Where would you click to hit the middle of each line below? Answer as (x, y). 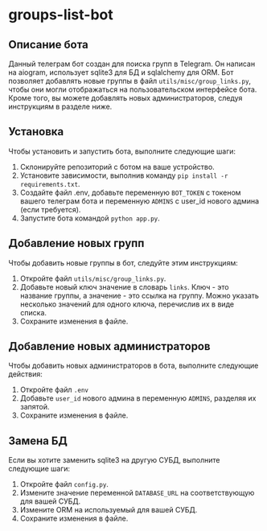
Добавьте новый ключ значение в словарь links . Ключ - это (124, 286)
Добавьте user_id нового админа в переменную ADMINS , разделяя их (138, 398)
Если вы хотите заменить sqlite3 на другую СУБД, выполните (114, 460)
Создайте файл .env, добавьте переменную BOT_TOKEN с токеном (130, 192)
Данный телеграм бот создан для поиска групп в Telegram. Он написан (132, 64)
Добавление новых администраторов (109, 346)
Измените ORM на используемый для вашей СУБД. (109, 510)
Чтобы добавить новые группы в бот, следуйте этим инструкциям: (123, 262)
